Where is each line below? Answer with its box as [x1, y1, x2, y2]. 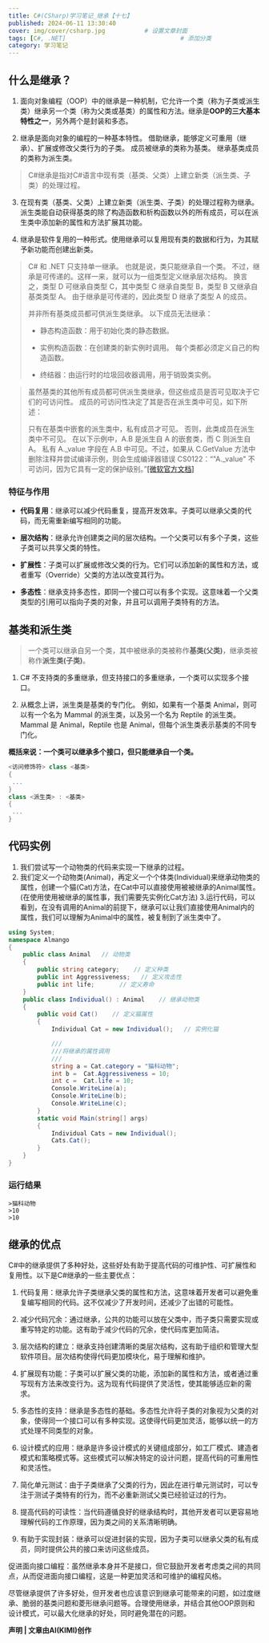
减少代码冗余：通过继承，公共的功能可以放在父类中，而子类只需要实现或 [19, 1315, 259, 1325]
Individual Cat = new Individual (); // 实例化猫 [50, 1025, 219, 1033]
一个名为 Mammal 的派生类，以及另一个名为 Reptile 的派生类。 [34, 710, 240, 720]
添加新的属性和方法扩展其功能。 [41, 217, 147, 227]
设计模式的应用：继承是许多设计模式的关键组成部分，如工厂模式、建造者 [19, 1443, 259, 1453]
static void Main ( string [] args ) [37, 1114, 149, 1122]
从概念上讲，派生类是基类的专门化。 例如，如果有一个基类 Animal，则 [19, 700, 251, 710]
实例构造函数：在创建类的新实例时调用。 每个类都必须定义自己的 [39, 343, 253, 352]
